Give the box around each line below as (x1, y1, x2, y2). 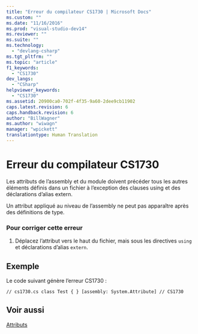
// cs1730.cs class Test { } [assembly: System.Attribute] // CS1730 (6, 288, 184, 295)
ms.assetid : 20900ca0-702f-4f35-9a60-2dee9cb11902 (6, 98, 136, 104)
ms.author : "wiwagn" (6, 121, 58, 127)
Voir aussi (6, 305, 44, 315)
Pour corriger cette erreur (6, 223, 83, 232)
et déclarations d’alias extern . (14, 244, 88, 251)
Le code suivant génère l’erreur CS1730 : (6, 277, 107, 284)
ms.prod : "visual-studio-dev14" (6, 25, 87, 32)
